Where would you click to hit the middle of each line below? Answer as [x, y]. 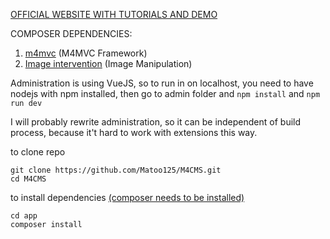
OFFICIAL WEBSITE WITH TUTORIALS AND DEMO [114, 14]
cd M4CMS [28, 179]
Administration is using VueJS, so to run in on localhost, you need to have [162, 83]
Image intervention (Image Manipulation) [108, 63]
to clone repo [38, 152]
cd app [24, 216]
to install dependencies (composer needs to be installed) [127, 197]
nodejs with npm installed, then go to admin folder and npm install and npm [165, 93]
